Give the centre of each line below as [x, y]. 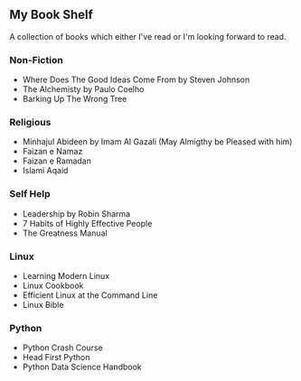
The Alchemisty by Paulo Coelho [83, 89]
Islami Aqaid [45, 171]
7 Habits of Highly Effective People [87, 223]
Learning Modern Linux [66, 276]
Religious [30, 123]
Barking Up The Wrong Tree [75, 99]
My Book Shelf [51, 15]
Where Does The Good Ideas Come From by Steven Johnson [136, 79]
